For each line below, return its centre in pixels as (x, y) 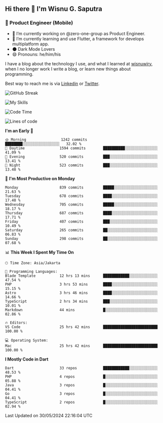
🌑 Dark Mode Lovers (33, 49)
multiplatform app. (30, 44)
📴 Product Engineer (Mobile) (39, 23)
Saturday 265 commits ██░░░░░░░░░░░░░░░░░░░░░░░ (81, 230)
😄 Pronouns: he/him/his (36, 54)
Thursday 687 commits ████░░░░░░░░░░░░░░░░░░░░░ (81, 213)
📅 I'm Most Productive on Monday (40, 178)
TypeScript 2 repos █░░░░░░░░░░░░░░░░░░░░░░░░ (81, 402)
